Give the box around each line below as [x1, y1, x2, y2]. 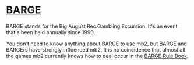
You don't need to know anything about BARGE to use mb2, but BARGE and [6, 40, 188, 47]
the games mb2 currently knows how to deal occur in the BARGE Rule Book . [6, 52, 189, 59]
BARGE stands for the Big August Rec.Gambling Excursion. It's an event [6, 23, 178, 30]
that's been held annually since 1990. [6, 28, 96, 35]
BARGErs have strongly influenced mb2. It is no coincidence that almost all [6, 46, 185, 53]
